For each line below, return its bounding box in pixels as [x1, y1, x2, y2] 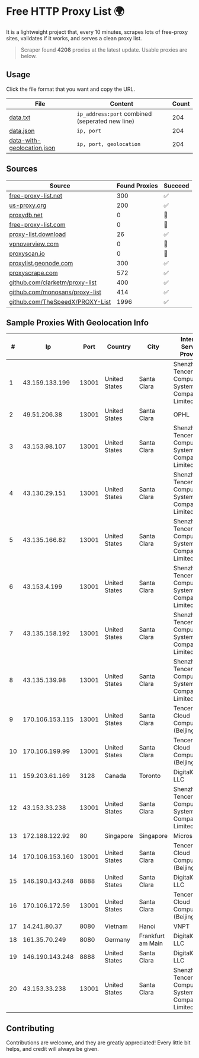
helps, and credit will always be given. [6, 1046, 99, 1053]
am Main [139, 939, 163, 948]
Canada [104, 772, 126, 780]
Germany [104, 936, 130, 944]
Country [107, 342, 131, 351]
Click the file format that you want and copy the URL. [6, 85, 135, 93]
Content [110, 99, 134, 107]
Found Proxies [116, 182, 158, 190]
